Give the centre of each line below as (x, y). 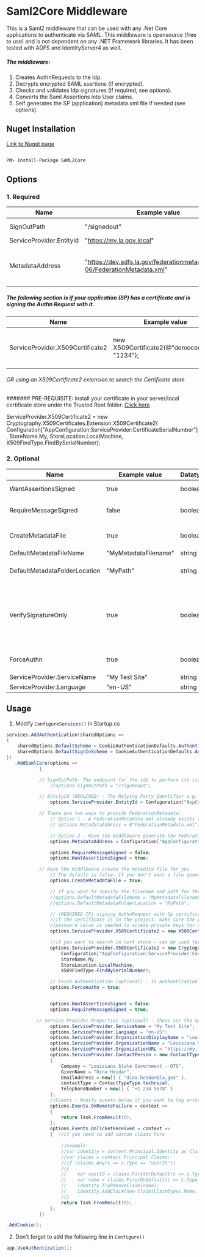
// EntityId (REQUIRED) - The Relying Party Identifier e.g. (118, 797)
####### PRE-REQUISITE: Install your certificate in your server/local (93, 399)
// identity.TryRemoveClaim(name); (110, 1186)
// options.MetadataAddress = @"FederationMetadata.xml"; (125, 825)
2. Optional (23, 459)
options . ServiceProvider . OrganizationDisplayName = (117, 1038)
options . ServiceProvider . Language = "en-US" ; (109, 1032)
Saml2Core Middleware (67, 11)
